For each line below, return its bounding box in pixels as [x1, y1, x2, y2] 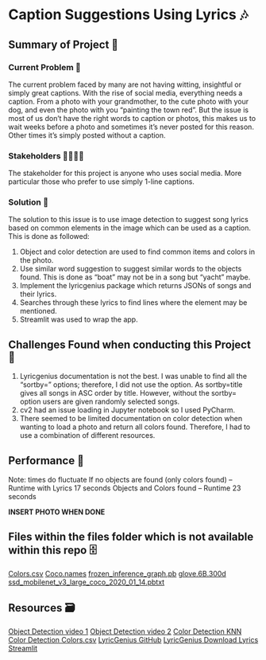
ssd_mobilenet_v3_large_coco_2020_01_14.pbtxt [8, 577, 165, 587]
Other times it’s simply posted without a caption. [8, 130, 166, 140]
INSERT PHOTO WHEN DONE [8, 507, 106, 517]
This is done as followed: [8, 232, 90, 241]
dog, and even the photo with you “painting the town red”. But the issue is [8, 105, 249, 115]
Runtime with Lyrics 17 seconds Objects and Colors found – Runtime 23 [8, 483, 241, 493]
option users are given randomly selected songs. [19, 396, 180, 407]
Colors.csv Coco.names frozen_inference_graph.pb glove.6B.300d [8, 568, 226, 578]
